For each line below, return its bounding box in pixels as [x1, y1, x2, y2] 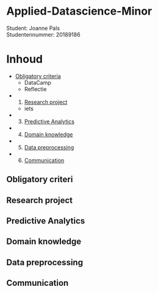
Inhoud [6, 52, 43, 66]
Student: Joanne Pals [6, 24, 60, 32]
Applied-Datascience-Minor [6, 4, 153, 18]
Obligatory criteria [15, 72, 61, 80]
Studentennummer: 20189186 [6, 30, 81, 38]
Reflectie [24, 85, 47, 93]
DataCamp [24, 79, 51, 86]
